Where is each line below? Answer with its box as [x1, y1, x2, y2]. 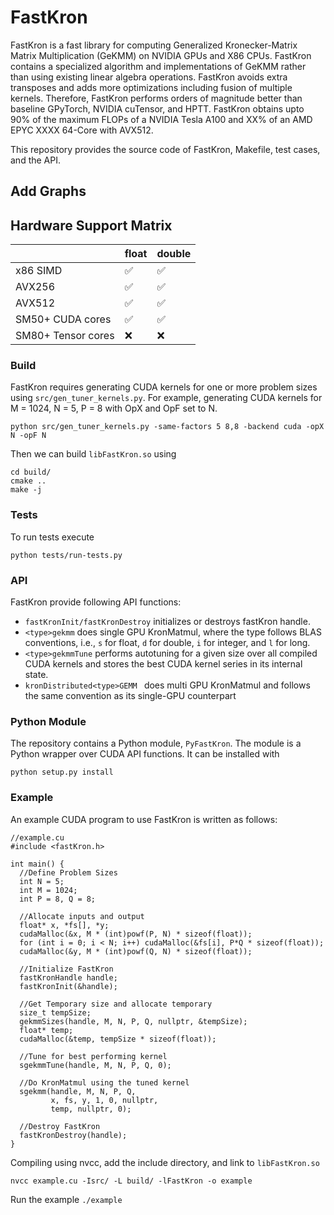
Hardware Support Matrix [10, 217, 173, 234]
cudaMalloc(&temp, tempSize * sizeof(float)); [19, 1034, 217, 1044]
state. [24, 669, 49, 681]
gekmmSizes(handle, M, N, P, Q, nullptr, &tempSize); [19, 1016, 248, 1026]
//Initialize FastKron [19, 964, 114, 974]
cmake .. [10, 476, 47, 486]
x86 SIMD [15, 264, 63, 278]
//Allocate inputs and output [19, 911, 145, 921]
